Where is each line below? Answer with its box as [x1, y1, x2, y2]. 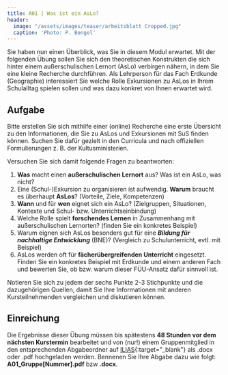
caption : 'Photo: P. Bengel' [13, 29, 96, 36]
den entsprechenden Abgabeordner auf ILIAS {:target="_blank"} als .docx [7, 345, 213, 353]
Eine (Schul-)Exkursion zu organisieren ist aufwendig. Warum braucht [16, 185, 214, 194]
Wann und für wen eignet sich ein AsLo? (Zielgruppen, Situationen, [16, 200, 207, 208]
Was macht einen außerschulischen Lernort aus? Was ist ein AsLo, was [16, 170, 222, 179]
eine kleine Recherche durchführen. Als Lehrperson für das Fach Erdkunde [7, 70, 218, 78]
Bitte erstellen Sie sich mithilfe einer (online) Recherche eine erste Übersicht [7, 122, 221, 131]
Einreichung [7, 313, 60, 324]
